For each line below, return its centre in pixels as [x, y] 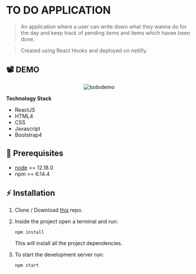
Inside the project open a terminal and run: [66, 222]
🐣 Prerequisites [35, 153]
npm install [29, 232]
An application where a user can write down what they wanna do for [104, 27]
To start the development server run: [59, 255]
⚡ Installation [31, 193]
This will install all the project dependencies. [68, 243]
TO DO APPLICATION [58, 10]
